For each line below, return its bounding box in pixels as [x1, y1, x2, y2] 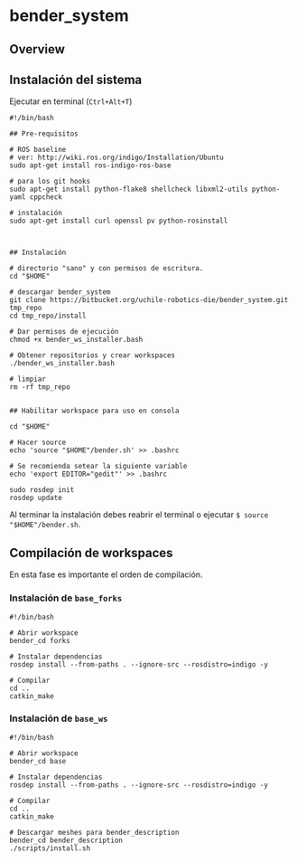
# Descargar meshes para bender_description [9, 828, 180, 837]
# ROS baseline [9, 146, 67, 155]
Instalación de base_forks [9, 592, 123, 604]
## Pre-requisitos [9, 129, 79, 138]
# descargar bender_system [9, 288, 111, 297]
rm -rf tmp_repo [9, 383, 70, 392]
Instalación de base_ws [9, 712, 108, 725]
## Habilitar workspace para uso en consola [9, 406, 180, 416]
